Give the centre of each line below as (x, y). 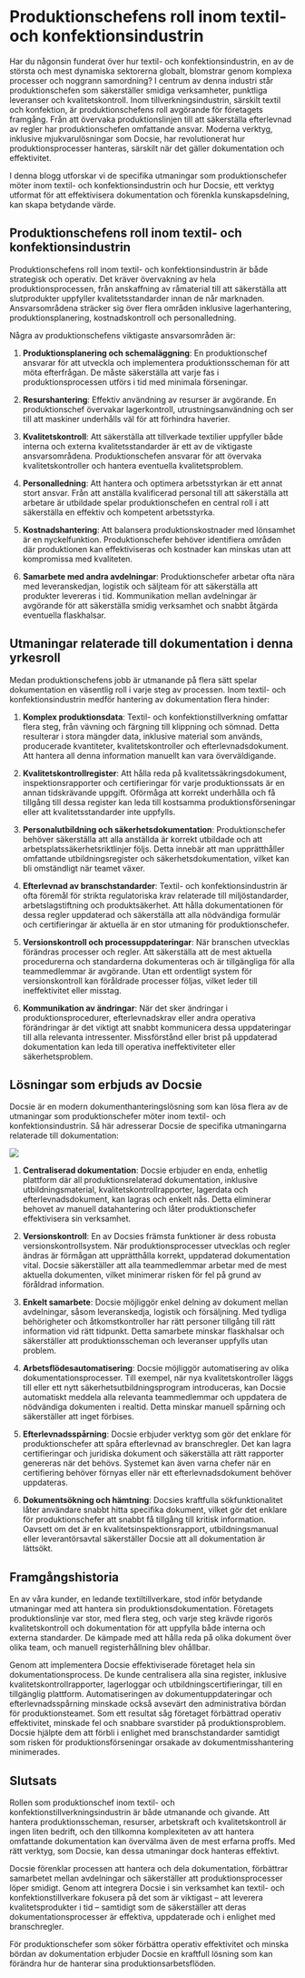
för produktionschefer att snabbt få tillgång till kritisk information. (144, 1519)
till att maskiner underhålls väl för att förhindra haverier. (126, 419)
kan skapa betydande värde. (63, 204)
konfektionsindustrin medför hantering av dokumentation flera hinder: (140, 699)
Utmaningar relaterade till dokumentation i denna (151, 644)
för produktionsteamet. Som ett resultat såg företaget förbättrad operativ (145, 1713)
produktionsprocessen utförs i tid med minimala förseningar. (135, 382)
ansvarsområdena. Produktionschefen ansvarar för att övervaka (142, 456)
